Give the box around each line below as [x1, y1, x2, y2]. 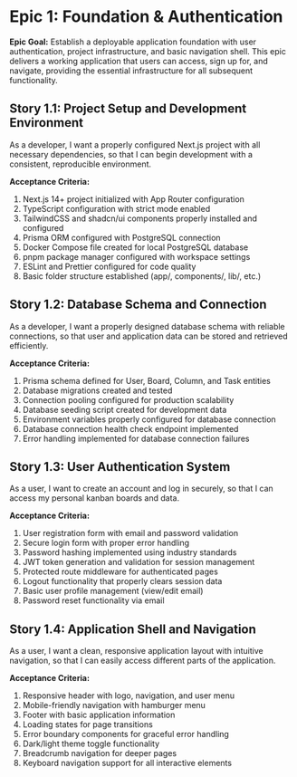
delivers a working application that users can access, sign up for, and [9, 55, 269, 66]
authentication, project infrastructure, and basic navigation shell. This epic [9, 45, 287, 56]
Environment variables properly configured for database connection [22, 414, 276, 425]
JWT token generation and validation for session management [22, 557, 255, 568]
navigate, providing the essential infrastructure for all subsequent [9, 65, 254, 76]
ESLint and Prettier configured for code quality [22, 261, 196, 272]
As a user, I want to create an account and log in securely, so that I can [9, 483, 273, 494]
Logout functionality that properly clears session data [22, 576, 223, 587]
